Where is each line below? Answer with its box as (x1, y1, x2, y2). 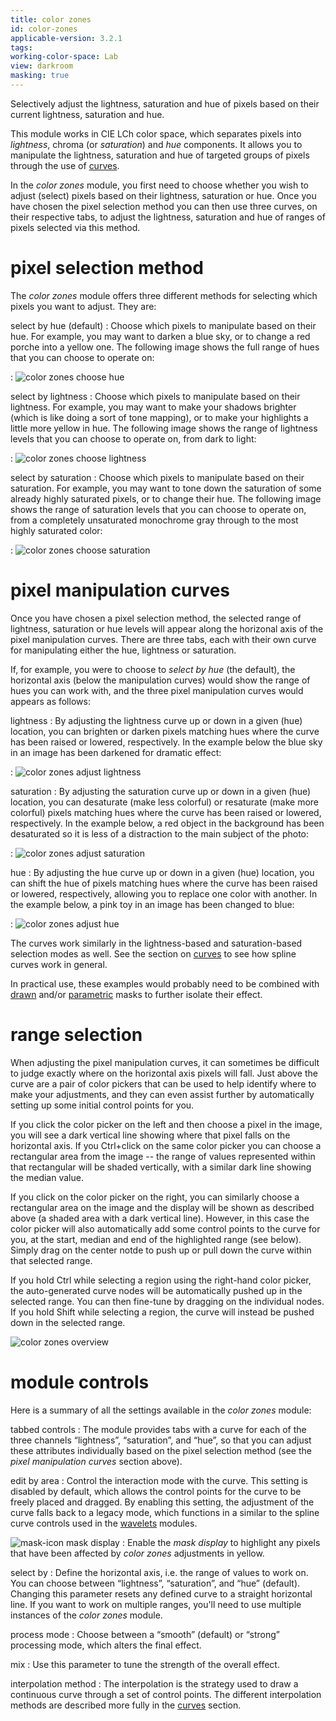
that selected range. (10, 1254, 93, 1266)
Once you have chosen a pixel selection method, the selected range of (10, 612, 302, 624)
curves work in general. (10, 958, 108, 970)
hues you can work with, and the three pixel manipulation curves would (10, 684, 304, 696)
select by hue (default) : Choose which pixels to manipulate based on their (10, 319, 317, 331)
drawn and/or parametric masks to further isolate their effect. (10, 988, 263, 1000)
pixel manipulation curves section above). (10, 1455, 183, 1467)
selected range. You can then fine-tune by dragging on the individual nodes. (10, 1295, 325, 1307)
